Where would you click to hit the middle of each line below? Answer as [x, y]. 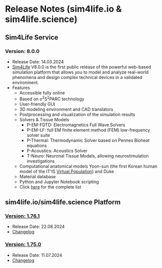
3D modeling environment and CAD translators [66, 109]
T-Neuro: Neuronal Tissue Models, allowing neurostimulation [88, 156]
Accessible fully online [42, 93]
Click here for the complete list [50, 187]
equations [37, 145]
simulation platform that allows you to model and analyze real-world [80, 72]
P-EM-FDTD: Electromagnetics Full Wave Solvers [76, 125]
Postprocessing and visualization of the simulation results [77, 114]
